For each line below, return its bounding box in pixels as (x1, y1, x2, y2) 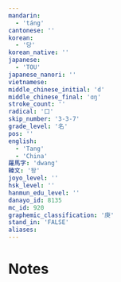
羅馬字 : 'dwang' (8, 160, 59, 168)
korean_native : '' (8, 48, 69, 56)
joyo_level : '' (8, 174, 59, 183)
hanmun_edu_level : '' (8, 188, 80, 197)
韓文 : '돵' (8, 167, 41, 175)
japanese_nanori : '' (8, 71, 77, 79)
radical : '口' (8, 108, 54, 116)
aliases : (8, 226, 37, 234)
